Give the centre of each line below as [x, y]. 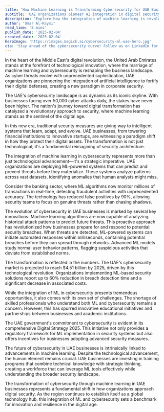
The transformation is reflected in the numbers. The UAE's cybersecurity [78, 262]
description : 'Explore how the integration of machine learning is [75, 19]
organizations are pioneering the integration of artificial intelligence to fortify [82, 81]
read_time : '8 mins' [26, 28]
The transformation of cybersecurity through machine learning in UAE [75, 383]
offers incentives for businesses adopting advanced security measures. [77, 339]
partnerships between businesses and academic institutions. [66, 313]
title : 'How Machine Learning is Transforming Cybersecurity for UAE [77, 10]
